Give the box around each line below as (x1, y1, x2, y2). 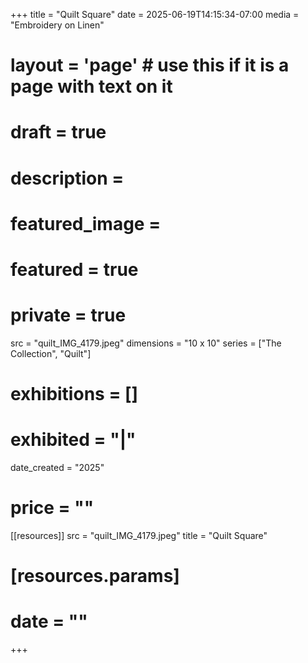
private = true (10, 304, 127, 327)
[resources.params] (10, 565, 180, 588)
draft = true (10, 121, 107, 144)
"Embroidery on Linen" (10, 19, 105, 31)
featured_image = (10, 212, 162, 235)
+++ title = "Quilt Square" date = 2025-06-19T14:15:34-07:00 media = (10, 9, 300, 20)
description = (10, 167, 125, 189)
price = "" (10, 497, 95, 519)
